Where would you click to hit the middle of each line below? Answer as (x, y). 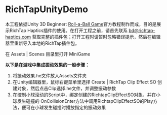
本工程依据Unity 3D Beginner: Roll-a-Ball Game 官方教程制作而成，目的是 (81, 24)
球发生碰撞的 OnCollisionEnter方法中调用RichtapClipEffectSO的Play (83, 101)
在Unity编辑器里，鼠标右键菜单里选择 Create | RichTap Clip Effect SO (84, 82)
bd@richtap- (142, 30)
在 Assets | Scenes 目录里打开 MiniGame (48, 54)
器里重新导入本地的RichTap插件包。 (43, 43)
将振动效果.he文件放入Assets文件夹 (50, 75)
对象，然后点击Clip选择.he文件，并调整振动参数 (67, 88)
